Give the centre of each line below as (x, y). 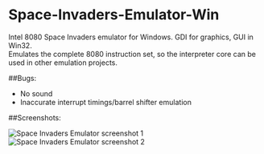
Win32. (20, 45)
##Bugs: (23, 78)
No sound (36, 93)
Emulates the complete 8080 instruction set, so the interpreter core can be (132, 54)
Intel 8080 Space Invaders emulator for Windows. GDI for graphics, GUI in (131, 37)
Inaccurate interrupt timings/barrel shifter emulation (105, 102)
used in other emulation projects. (63, 63)
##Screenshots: (35, 117)
